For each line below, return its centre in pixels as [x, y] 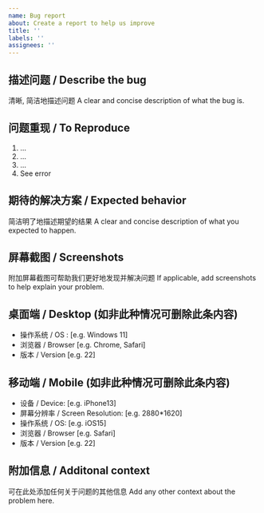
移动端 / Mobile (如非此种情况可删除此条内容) [119, 382]
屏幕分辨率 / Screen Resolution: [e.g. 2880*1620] [101, 413]
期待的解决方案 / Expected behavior [97, 201]
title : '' [25, 30]
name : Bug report [37, 16]
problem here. [32, 500]
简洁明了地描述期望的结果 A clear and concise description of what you [124, 221]
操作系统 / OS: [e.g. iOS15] [63, 423]
